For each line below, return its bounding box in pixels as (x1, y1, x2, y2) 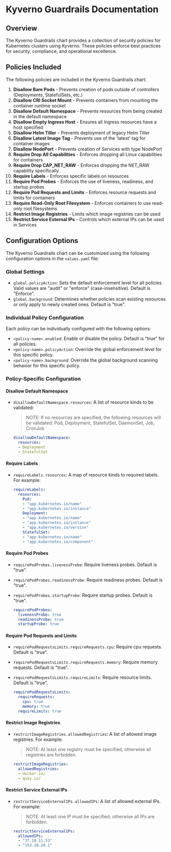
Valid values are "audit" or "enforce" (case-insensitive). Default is (13, 285, 151, 291)
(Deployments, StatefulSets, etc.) (13, 92, 83, 98)
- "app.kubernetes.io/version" (22, 525, 89, 530)
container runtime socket (13, 102, 66, 109)
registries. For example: (13, 736, 63, 742)
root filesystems (23, 205, 58, 211)
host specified (13, 124, 44, 130)
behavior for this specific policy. (13, 363, 81, 369)
